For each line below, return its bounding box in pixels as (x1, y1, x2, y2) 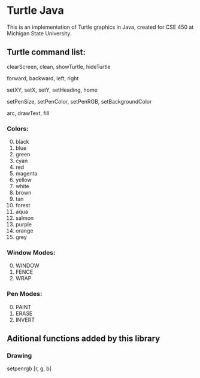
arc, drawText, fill (7, 109, 50, 117)
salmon (15, 214, 34, 222)
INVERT (15, 316, 35, 323)
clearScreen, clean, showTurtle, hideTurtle (7, 63, 111, 70)
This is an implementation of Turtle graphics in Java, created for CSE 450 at (7, 23, 194, 31)
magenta (15, 170, 38, 177)
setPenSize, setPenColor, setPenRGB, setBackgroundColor (7, 98, 152, 105)
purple (15, 221, 32, 228)
